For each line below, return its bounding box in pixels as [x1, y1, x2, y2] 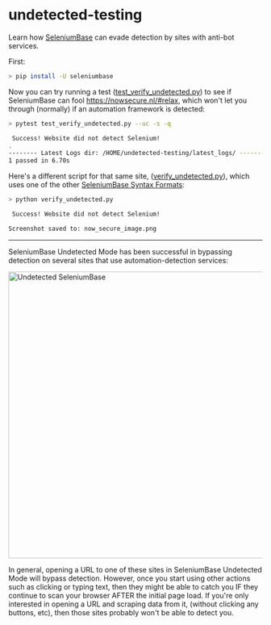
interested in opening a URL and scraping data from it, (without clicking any [8, 599, 260, 609]
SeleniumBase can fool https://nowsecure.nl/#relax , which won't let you [8, 95, 248, 105]
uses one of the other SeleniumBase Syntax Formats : [8, 180, 186, 190]
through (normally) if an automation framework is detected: [8, 103, 206, 114]
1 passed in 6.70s [8, 157, 70, 165]
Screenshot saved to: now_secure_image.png [8, 224, 157, 233]
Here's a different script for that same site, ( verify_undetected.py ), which [8, 171, 250, 181]
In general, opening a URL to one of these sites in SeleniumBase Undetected [8, 564, 262, 574]
